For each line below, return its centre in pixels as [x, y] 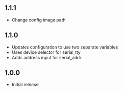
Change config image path [38, 20]
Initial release [25, 85]
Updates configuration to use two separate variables [65, 47]
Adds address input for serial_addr [47, 57]
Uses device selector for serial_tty [46, 52]
